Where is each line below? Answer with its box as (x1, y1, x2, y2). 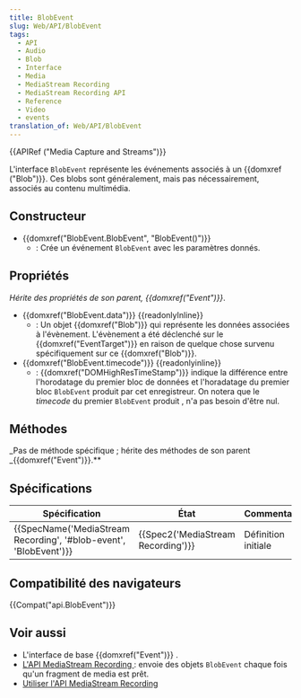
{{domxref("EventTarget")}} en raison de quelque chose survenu (35, 338, 275, 349)
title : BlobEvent (9, 13, 74, 22)
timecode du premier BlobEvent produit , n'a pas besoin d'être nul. (35, 395, 280, 406)
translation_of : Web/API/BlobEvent (9, 122, 142, 131)
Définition (244, 528, 285, 541)
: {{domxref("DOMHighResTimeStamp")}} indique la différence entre (35, 367, 288, 377)
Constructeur (9, 208, 87, 225)
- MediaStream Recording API (17, 88, 126, 97)
